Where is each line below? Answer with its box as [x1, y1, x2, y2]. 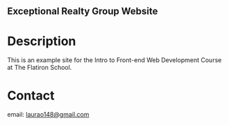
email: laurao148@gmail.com [7, 110, 90, 119]
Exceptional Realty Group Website [7, 6, 158, 17]
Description [7, 33, 76, 49]
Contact [7, 88, 55, 103]
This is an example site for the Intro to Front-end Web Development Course [7, 56, 222, 64]
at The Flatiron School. [7, 64, 72, 72]
